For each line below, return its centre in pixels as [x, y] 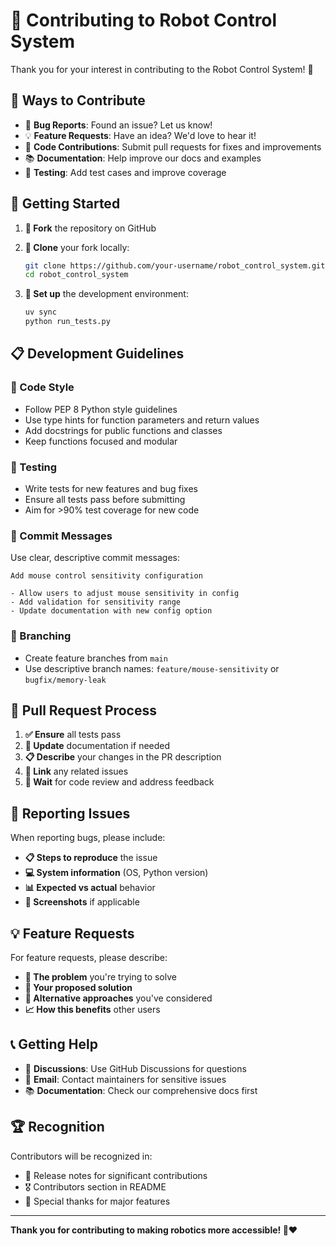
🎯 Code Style [42, 387]
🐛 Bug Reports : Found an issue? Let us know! [118, 125]
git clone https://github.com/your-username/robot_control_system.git [175, 265]
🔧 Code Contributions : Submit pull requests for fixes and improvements [173, 146]
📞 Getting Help [54, 1044]
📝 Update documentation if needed [97, 746]
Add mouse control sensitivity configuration [106, 576]
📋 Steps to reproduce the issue [91, 858]
